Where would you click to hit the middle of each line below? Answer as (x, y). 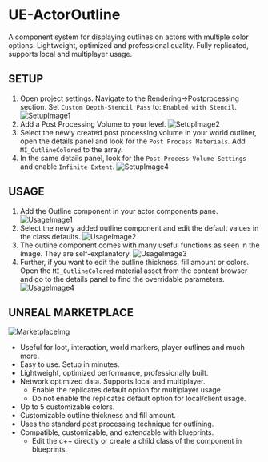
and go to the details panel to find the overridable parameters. (122, 279)
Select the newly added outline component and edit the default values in (139, 228)
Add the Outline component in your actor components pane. (119, 211)
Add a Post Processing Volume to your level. (93, 124)
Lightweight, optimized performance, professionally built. (114, 373)
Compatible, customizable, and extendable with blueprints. (117, 432)
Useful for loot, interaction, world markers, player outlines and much (132, 348)
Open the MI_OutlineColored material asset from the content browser (134, 271)
